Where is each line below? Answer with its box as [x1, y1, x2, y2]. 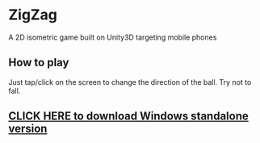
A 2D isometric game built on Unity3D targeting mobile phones [8, 32, 217, 42]
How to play [8, 56, 69, 69]
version [8, 122, 48, 136]
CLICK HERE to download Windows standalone [8, 109, 249, 123]
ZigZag [8, 6, 58, 24]
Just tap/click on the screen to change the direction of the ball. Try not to [8, 77, 252, 86]
